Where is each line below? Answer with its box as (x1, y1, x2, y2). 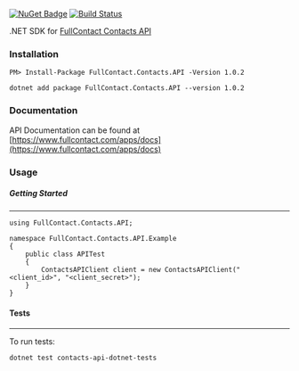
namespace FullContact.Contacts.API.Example (9, 235, 177, 243)
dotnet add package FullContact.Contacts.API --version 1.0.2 (9, 84, 245, 93)
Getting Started (9, 188, 69, 199)
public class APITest (25, 250, 105, 259)
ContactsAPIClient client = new (41, 266, 162, 275)
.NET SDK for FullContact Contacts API (9, 26, 152, 36)
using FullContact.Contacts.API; (9, 218, 133, 227)
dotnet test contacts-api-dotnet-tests (9, 353, 158, 362)
